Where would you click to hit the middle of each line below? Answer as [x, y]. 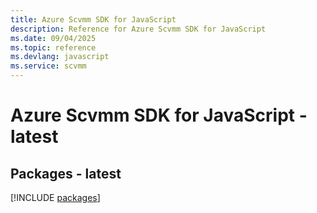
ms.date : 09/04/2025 [53, 38]
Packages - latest [66, 173]
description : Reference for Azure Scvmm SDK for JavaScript [138, 29]
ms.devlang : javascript [60, 57]
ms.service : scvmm [48, 66]
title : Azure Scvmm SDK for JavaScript [93, 19]
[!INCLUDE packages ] [55, 197]
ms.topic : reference [53, 47]
